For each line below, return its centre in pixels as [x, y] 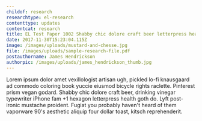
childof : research [29, 12]
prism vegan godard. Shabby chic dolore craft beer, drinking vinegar [91, 92]
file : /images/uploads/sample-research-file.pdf [68, 51]
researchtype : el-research [40, 17]
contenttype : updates [33, 23]
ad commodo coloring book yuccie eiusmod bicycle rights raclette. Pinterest [101, 85]
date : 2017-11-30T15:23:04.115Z [47, 40]
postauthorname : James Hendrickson [51, 57]
